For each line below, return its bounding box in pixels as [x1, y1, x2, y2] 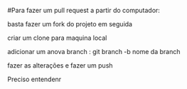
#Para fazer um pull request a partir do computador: [7, 6, 160, 14]
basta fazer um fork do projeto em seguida [7, 20, 133, 28]
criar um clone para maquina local [7, 33, 107, 42]
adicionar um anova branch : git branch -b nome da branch [7, 48, 181, 56]
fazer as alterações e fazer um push [7, 61, 113, 70]
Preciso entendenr [7, 75, 62, 83]
